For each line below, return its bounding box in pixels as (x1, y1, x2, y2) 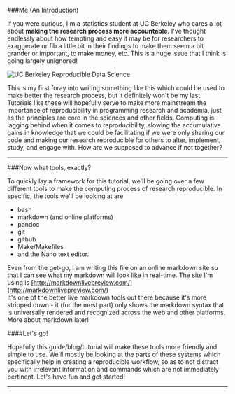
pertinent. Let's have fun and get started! (7, 372, 126, 381)
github (17, 235, 36, 244)
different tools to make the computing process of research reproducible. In (7, 185, 222, 192)
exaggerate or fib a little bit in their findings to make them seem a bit (7, 42, 204, 50)
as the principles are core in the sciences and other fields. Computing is (7, 113, 215, 122)
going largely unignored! (7, 57, 78, 65)
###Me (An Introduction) (7, 6, 79, 14)
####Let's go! (7, 329, 48, 337)
